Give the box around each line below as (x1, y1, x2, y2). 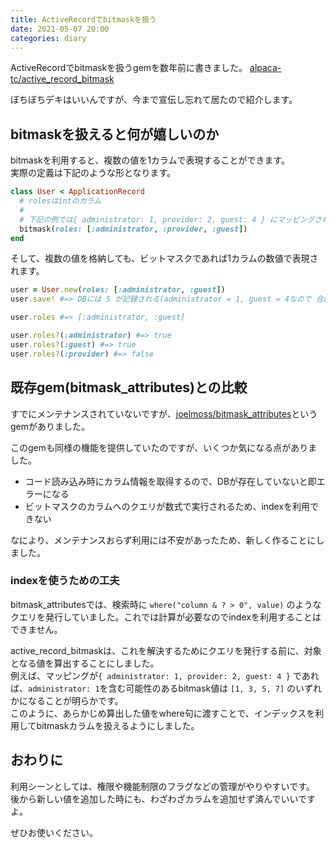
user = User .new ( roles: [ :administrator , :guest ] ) (10, 285, 226, 295)
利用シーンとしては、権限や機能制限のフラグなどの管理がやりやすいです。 (10, 780, 315, 792)
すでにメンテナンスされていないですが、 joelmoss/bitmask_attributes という (10, 407, 318, 420)
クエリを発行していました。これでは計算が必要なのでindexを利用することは (10, 611, 322, 623)
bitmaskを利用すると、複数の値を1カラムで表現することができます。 (10, 154, 291, 166)
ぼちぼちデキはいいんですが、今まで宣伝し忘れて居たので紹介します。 (10, 94, 298, 106)
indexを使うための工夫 (10, 574, 120, 588)
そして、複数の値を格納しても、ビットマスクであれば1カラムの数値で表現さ (10, 252, 319, 265)
